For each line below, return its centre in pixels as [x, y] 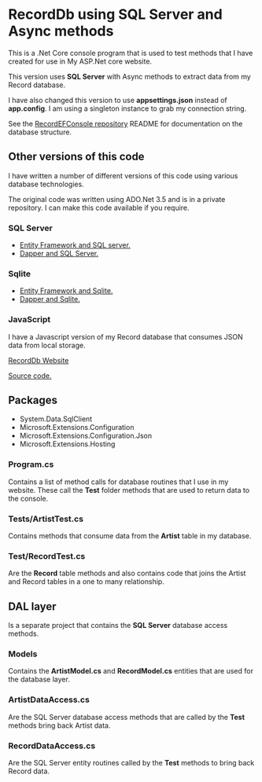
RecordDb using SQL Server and [115, 15]
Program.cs [31, 464]
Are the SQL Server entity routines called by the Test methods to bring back [131, 763]
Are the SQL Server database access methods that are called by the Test [127, 717]
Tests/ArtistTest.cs [46, 519]
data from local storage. [47, 345]
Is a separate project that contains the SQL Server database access [118, 626]
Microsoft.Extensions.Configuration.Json [86, 436]
